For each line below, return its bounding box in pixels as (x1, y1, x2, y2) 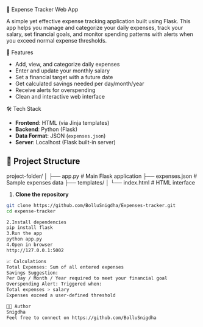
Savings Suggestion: (6, 270, 59, 276)
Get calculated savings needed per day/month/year (15, 80, 144, 87)
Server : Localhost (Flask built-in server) (15, 139, 116, 146)
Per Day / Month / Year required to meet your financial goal (6, 275, 168, 281)
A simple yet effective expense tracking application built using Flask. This (6, 18, 191, 24)
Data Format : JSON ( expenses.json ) (15, 132, 106, 139)
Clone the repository (15, 191, 69, 198)
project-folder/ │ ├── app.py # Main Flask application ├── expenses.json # (6, 172, 198, 180)
